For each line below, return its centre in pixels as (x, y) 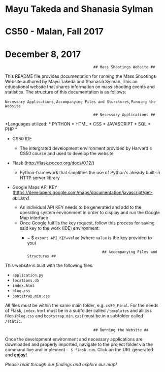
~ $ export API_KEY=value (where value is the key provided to (89, 238)
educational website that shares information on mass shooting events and (80, 87)
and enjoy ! (16, 355)
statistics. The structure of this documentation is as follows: (66, 92)
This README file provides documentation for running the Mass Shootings (81, 76)
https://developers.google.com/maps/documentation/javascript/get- (83, 192)
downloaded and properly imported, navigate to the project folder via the (79, 344)
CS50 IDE (22, 139)
